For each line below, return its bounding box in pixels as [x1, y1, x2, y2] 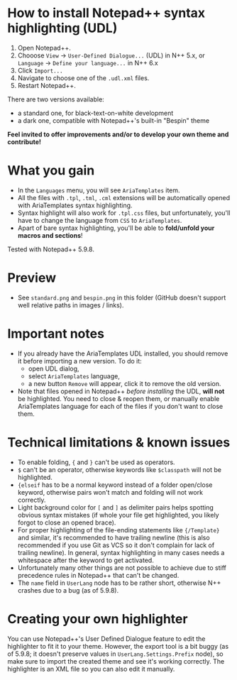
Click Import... [17, 66, 63, 75]
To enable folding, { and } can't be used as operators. [17, 458, 175, 466]
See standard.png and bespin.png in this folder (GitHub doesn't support [17, 293, 226, 302]
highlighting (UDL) [7, 20, 118, 36]
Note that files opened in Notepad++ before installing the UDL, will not [17, 387, 225, 395]
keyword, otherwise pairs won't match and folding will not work [17, 488, 204, 496]
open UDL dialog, [28, 364, 79, 373]
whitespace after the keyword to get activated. [17, 556, 154, 564]
